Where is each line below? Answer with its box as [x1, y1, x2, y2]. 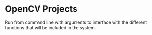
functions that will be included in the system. [5, 24, 96, 30]
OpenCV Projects [5, 3, 78, 15]
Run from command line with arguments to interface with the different [5, 19, 147, 25]
